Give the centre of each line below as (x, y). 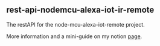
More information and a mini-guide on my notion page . (74, 36)
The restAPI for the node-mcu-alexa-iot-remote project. (75, 24)
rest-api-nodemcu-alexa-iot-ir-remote (80, 10)
